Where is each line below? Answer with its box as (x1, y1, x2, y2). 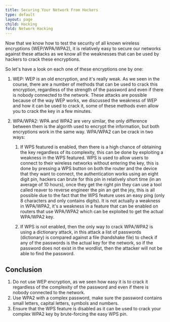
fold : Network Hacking (5, 26, 53, 31)
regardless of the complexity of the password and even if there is (12, 284, 149, 290)
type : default (5, 12, 35, 17)
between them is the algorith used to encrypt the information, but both (12, 124, 159, 130)
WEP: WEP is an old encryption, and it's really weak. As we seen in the (12, 76, 160, 82)
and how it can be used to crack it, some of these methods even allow (12, 103, 159, 109)
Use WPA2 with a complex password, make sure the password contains (12, 295, 162, 301)
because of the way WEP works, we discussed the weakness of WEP (12, 97, 157, 104)
